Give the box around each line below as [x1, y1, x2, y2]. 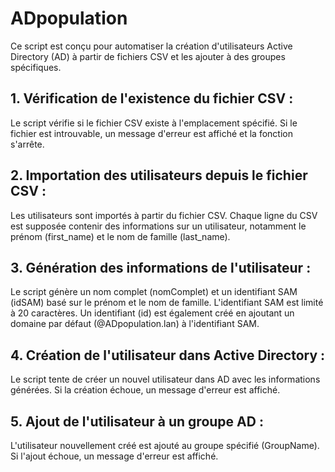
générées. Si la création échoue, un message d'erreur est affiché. [10, 384, 281, 396]
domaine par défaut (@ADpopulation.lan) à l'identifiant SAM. [10, 318, 260, 330]
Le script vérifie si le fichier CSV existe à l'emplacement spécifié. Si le [10, 117, 298, 129]
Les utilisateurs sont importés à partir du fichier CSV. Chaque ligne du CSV [10, 209, 318, 221]
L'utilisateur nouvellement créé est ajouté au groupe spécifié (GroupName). [10, 440, 320, 451]
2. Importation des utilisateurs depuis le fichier [10, 167, 308, 184]
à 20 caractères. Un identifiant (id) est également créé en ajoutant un [10, 307, 295, 319]
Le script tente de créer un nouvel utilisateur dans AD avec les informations [10, 373, 321, 386]
